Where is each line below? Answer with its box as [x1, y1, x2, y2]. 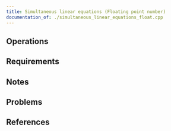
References [6, 117, 50, 127]
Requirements [6, 57, 59, 67]
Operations [6, 36, 49, 46]
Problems [6, 97, 43, 107]
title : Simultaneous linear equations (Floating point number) [6, 8, 166, 15]
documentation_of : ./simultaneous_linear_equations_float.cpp [6, 14, 163, 20]
